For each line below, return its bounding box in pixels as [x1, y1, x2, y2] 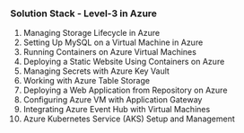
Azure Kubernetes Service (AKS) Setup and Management [22, 113, 236, 124]
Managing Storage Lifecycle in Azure [22, 28, 161, 39]
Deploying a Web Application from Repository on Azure [22, 84, 228, 96]
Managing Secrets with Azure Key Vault [22, 66, 170, 76]
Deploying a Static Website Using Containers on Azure [22, 57, 225, 67]
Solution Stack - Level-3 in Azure [10, 7, 158, 20]
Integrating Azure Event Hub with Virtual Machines [22, 104, 211, 115]
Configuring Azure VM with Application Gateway [22, 94, 203, 105]
